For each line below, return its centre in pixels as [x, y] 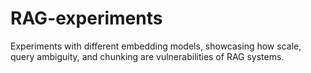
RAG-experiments [86, 18]
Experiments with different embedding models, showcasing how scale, [156, 46]
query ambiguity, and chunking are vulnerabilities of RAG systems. [147, 56]
